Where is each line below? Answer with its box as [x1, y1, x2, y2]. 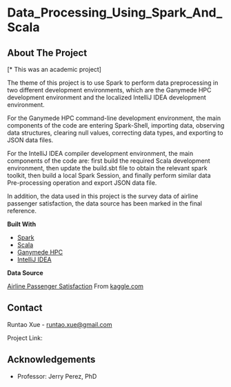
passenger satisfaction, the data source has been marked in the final [7, 199, 202, 208]
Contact [7, 302, 43, 314]
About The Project [7, 47, 88, 59]
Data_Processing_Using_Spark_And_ [7, 5, 223, 21]
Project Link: [7, 333, 43, 342]
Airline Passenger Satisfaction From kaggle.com [7, 282, 143, 290]
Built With [7, 220, 37, 228]
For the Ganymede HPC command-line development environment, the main [7, 114, 221, 122]
